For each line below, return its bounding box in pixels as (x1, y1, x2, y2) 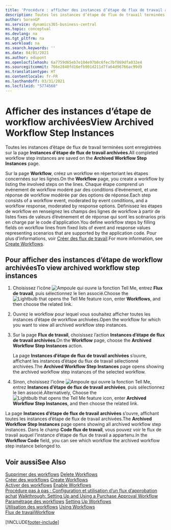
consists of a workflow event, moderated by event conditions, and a (5, 197, 148, 203)
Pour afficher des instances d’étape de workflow (5, 255, 163, 264)
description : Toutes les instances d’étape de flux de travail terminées (5, 12, 165, 17)
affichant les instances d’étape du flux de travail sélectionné (12, 358, 139, 364)
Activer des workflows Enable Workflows (5, 482, 92, 488)
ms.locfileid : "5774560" (5, 83, 58, 88)
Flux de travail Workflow (5, 509, 55, 516)
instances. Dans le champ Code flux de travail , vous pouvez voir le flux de (5, 427, 162, 433)
